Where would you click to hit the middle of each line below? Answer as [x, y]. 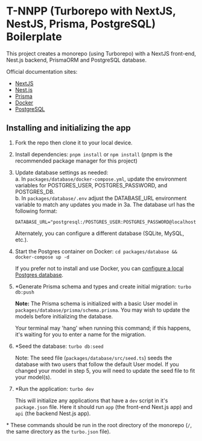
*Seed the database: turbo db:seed [59, 346]
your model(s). [33, 377]
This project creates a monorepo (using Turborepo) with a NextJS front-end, [101, 53]
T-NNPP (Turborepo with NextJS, [91, 11]
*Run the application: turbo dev [55, 388]
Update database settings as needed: [62, 172]
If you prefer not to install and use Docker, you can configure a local [99, 268]
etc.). [21, 239]
